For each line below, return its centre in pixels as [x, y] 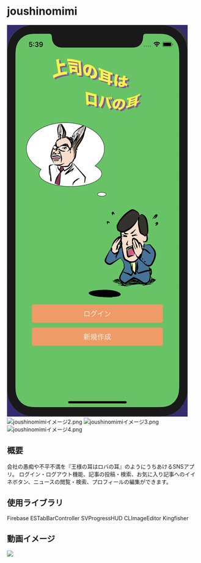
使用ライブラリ [35, 503]
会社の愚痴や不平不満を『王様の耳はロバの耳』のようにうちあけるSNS [95, 466]
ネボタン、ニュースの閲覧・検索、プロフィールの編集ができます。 [89, 482]
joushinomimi [42, 11]
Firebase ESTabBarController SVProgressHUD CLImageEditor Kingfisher [98, 518]
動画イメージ [31, 539]
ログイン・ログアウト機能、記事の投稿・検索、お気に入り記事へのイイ [107, 474]
